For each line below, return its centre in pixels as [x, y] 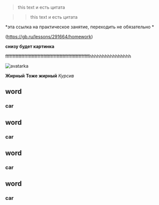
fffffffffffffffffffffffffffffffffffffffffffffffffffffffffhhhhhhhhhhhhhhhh [68, 56]
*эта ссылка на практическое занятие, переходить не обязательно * [80, 27]
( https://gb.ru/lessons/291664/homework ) [49, 37]
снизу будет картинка [30, 46]
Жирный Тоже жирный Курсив [40, 76]
